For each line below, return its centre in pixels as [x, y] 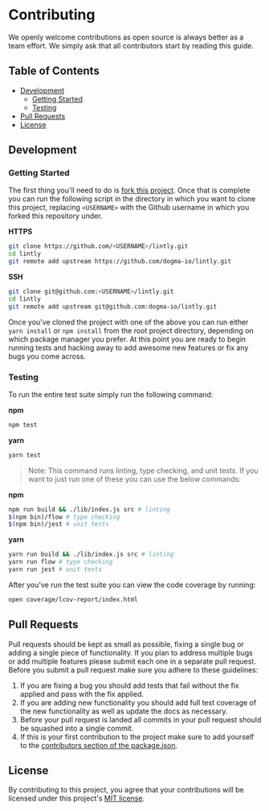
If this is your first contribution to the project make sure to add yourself [137, 737]
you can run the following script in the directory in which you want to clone [132, 199]
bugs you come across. [47, 356]
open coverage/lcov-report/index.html [73, 599]
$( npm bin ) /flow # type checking [64, 517]
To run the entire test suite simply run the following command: [111, 394]
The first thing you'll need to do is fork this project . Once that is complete [129, 190]
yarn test [25, 455]
